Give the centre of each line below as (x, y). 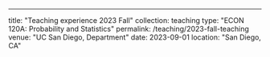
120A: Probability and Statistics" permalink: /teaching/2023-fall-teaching (129, 29)
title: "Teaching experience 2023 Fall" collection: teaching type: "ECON (127, 20)
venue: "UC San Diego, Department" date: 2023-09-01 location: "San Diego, (135, 37)
